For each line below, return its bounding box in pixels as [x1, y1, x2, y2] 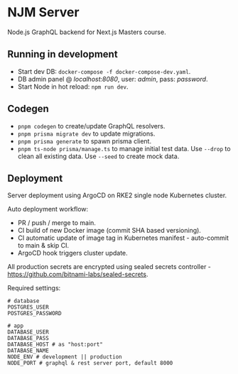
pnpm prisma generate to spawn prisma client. [17, 136, 151, 145]
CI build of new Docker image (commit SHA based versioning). [17, 226, 201, 235]
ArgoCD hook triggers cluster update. [17, 249, 128, 258]
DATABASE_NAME [7, 347, 50, 355]
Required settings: [7, 284, 61, 292]
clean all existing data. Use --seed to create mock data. [17, 152, 180, 160]
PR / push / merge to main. [17, 219, 96, 227]
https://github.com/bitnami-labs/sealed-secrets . [7, 270, 148, 279]
